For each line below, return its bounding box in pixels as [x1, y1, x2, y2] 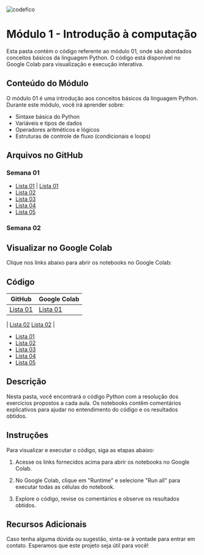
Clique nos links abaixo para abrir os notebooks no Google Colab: [6, 259, 172, 266]
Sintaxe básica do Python [15, 113, 80, 120]
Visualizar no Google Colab [6, 243, 112, 253]
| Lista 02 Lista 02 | [6, 320, 55, 328]
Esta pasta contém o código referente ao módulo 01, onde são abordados [6, 47, 192, 55]
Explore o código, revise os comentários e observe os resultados [15, 495, 179, 502]
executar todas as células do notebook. [15, 483, 115, 490]
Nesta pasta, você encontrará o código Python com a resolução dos [6, 393, 179, 400]
